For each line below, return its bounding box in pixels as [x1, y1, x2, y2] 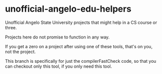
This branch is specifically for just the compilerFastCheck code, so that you [5, 58, 157, 64]
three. [5, 24, 17, 30]
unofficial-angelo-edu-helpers [5, 3, 131, 15]
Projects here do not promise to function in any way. [5, 34, 110, 40]
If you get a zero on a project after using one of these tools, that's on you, [5, 43, 153, 49]
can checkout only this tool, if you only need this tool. [5, 63, 112, 69]
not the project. [5, 49, 36, 55]
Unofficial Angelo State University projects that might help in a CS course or [5, 19, 157, 25]
